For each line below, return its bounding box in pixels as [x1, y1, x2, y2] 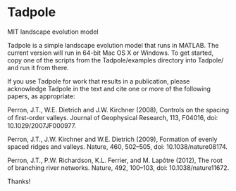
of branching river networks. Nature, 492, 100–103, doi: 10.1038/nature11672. [7, 163, 230, 172]
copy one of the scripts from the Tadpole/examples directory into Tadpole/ [7, 55, 224, 64]
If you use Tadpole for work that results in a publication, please [7, 77, 190, 85]
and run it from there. [7, 63, 69, 72]
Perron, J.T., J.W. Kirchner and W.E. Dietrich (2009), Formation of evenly [7, 135, 218, 143]
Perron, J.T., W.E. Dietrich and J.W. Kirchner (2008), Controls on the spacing [7, 105, 229, 114]
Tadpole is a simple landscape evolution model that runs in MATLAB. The [7, 41, 219, 49]
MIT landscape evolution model [7, 27, 99, 36]
